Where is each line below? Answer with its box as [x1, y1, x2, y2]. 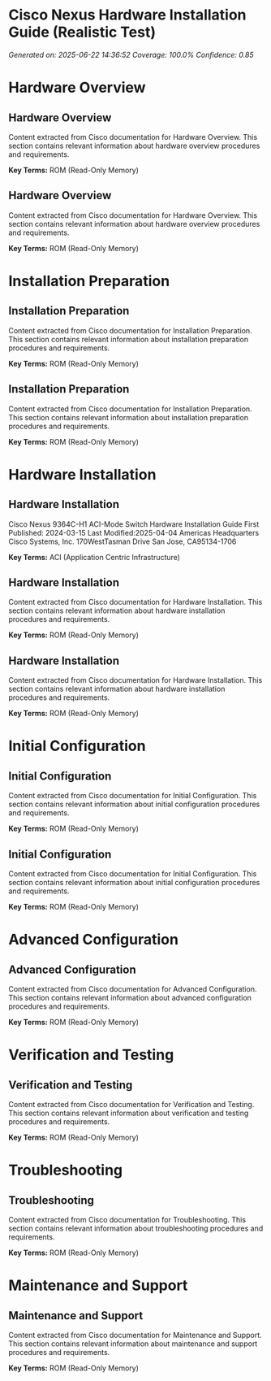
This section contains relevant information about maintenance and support [8, 1339, 258, 1348]
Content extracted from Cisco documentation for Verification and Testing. [8, 1100, 255, 1109]
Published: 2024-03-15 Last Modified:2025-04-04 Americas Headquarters [8, 528, 260, 537]
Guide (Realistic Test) [8, 23, 157, 41]
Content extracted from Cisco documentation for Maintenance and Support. [8, 1331, 262, 1340]
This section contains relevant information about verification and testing [8, 1108, 249, 1118]
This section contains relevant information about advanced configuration [8, 993, 252, 1002]
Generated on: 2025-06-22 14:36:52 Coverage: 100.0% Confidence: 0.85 [8, 50, 254, 59]
